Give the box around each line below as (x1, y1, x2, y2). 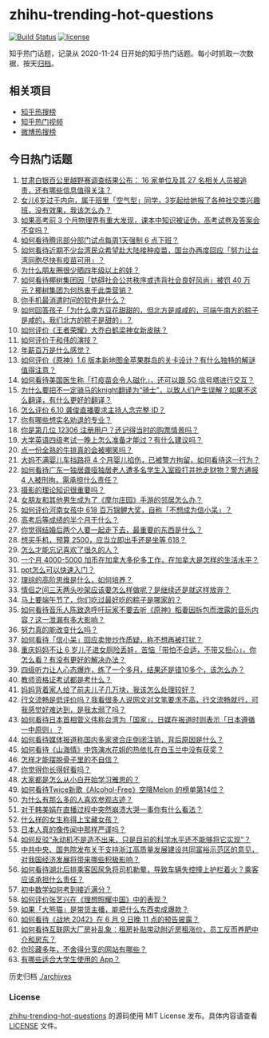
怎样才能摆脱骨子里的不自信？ (20, 754, 119, 764)
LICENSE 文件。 (9, 1020, 62, 1030)
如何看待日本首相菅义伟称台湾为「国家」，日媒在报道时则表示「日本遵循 (20, 714, 255, 724)
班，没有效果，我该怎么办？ (20, 205, 113, 215)
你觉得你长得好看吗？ (20, 765, 91, 774)
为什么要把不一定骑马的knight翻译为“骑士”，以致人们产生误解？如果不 (20, 385, 251, 395)
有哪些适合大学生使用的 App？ (20, 954, 121, 964)
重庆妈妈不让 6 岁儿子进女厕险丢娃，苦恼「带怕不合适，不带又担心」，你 (20, 645, 257, 654)
